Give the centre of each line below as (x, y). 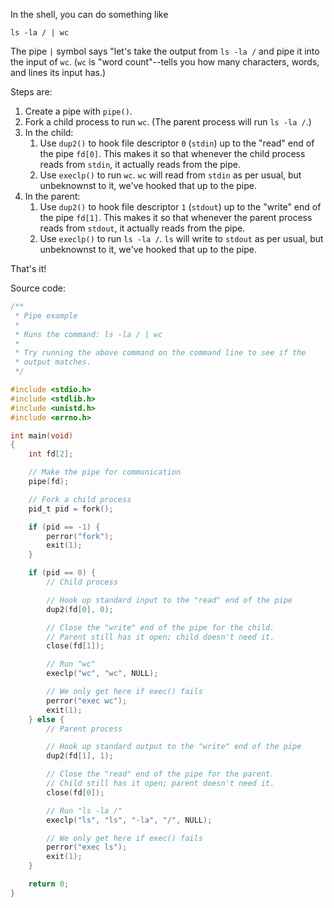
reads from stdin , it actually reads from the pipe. (140, 164)
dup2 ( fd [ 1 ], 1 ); (80, 756)
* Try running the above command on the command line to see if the (160, 353)
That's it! (28, 268)
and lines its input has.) (58, 72)
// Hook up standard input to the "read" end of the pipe (169, 600)
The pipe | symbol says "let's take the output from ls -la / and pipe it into (165, 51)
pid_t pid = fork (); (71, 509)
